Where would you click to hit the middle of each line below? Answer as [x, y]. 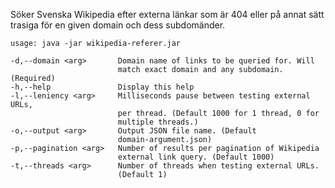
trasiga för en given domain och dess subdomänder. [118, 25]
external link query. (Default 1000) [196, 157]
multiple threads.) [158, 122]
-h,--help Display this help [102, 87]
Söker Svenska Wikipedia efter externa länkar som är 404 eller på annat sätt [167, 14]
